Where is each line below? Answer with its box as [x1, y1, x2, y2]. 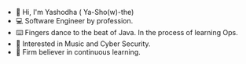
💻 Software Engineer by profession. [15, 16, 134, 25]
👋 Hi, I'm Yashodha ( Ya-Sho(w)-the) [15, 8, 134, 16]
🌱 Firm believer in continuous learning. [15, 48, 141, 56]
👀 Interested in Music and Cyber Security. [15, 39, 151, 48]
